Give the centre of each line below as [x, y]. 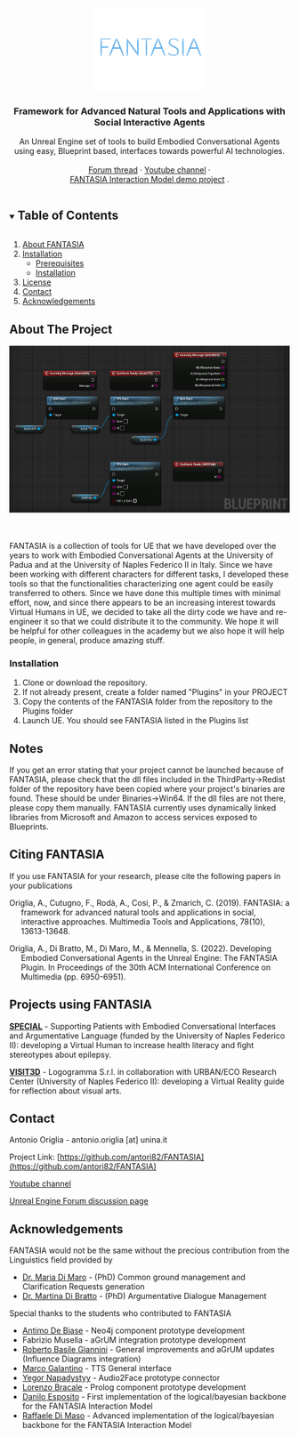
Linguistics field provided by [61, 1260]
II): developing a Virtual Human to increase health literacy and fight [132, 1045]
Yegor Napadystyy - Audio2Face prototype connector [121, 1378]
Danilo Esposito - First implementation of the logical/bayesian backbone [154, 1397]
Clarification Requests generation [83, 1287]
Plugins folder [48, 711]
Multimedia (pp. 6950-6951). [73, 976]
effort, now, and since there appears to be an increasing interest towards [142, 602]
